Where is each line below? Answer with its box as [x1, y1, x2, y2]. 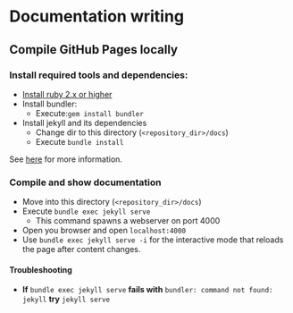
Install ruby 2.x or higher [21, 89, 113, 99]
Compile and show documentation [9, 176, 162, 189]
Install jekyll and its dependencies [21, 117, 147, 128]
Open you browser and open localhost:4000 [21, 225, 186, 236]
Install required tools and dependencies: [9, 69, 188, 81]
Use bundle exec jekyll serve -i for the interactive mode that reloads [21, 234, 284, 245]
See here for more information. [9, 154, 123, 165]
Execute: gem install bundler [35, 107, 145, 118]
